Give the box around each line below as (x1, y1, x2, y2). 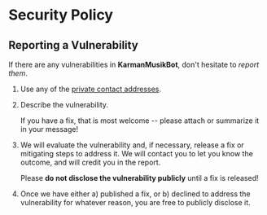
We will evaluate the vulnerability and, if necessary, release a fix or (20, 140, 244, 150)
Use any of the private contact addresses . (20, 84, 161, 94)
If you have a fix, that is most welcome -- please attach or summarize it (20, 116, 260, 125)
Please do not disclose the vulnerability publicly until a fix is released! (20, 173, 259, 182)
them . (8, 68, 28, 78)
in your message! (20, 125, 79, 134)
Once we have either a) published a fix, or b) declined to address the (20, 189, 251, 199)
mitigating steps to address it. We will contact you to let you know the (20, 149, 254, 158)
